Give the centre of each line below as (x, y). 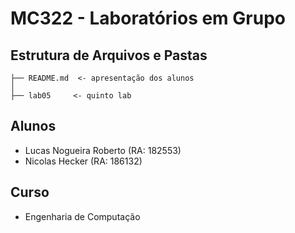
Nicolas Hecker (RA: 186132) (83, 161)
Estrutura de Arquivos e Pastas (109, 55)
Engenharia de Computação (82, 216)
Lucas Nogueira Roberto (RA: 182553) (103, 150)
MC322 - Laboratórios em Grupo (148, 18)
